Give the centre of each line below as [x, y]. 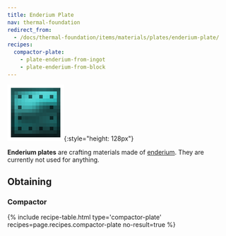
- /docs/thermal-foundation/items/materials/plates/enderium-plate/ [117, 37]
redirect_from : [30, 30]
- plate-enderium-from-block [63, 67]
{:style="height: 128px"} [99, 138]
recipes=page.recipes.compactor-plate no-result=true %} [92, 225]
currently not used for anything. [54, 160]
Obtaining [30, 182]
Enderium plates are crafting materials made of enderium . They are [106, 152]
